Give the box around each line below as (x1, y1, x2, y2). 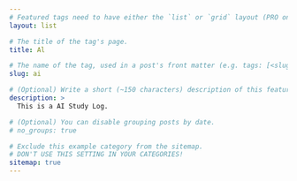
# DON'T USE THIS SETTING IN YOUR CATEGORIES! (9, 150, 184, 159)
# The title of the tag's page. (9, 37, 128, 46)
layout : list (9, 21, 57, 30)
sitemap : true (9, 158, 62, 168)
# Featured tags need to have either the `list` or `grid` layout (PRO (9, 12, 278, 22)
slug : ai (9, 70, 42, 79)
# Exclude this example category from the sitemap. (9, 142, 203, 151)
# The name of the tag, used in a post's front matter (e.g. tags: (9, 61, 263, 71)
